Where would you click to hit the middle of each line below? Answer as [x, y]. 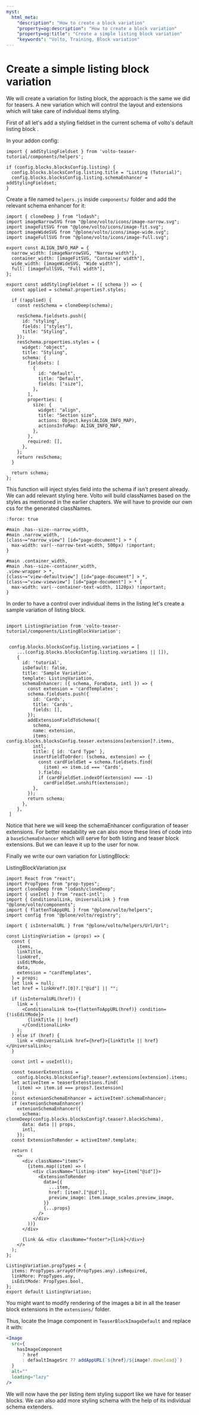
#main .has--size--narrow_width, [48, 530]
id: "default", [57, 373]
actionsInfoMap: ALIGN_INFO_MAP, [79, 426]
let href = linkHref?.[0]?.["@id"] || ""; [65, 988]
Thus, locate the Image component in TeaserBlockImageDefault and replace [99, 1321]
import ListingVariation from [44, 626]
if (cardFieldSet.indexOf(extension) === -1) [95, 778]
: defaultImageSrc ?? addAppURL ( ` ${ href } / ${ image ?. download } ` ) [102, 1361]
